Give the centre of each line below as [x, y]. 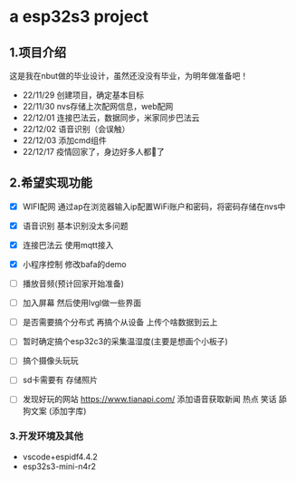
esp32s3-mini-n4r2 [59, 466]
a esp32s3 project [79, 17]
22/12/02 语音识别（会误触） [76, 129]
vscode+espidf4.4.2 [60, 457]
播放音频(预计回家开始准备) [73, 284]
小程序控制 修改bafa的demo [74, 264]
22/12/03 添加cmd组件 [64, 140]
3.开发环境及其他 [47, 437]
